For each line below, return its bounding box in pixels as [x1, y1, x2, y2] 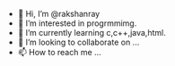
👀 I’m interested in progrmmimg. [17, 18, 137, 29]
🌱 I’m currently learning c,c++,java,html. [17, 28, 166, 37]
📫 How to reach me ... [17, 47, 101, 57]
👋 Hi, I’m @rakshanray [17, 9, 101, 19]
